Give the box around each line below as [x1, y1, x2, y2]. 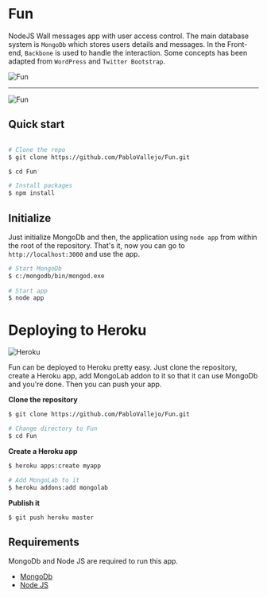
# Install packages [8, 182, 73, 190]
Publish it [8, 498, 40, 507]
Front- [226, 39, 248, 48]
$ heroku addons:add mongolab [8, 483, 109, 491]
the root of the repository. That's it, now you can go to [8, 240, 185, 250]
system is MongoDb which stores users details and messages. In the [8, 39, 226, 48]
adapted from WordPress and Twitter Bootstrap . [8, 56, 165, 66]
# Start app [8, 287, 48, 295]
